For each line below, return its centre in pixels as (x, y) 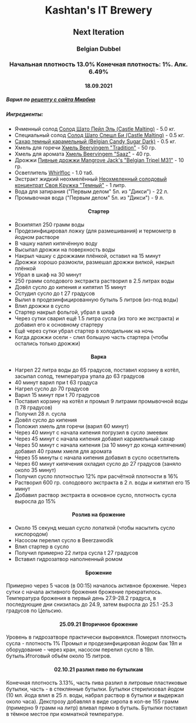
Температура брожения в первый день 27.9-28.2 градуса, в (81, 598)
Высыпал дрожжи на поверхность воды (65, 249)
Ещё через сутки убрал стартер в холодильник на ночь (84, 331)
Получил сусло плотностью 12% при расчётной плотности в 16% (96, 476)
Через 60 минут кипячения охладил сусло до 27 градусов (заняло (98, 463)
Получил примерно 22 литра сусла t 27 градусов (76, 553)
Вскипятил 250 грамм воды (50, 224)
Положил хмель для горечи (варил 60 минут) (72, 426)
